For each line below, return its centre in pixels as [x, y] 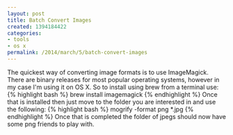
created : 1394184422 [37, 26]
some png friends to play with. [51, 124]
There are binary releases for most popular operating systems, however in [113, 79]
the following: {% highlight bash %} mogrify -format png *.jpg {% [101, 109]
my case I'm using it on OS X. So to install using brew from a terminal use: [113, 87]
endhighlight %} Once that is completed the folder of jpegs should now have [117, 116]
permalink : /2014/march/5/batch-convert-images [78, 53]
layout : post [26, 14]
